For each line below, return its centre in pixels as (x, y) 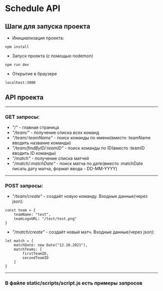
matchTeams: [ (28, 250)
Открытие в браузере (34, 74)
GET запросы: (22, 117)
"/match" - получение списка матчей (50, 159)
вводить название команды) (41, 143)
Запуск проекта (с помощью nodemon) (53, 56)
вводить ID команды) (34, 153)
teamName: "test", (32, 215)
